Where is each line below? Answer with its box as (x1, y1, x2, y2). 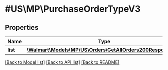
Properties (5, 23, 39, 32)
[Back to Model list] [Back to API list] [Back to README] (5, 59, 120, 65)
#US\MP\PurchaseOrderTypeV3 (5, 3, 141, 15)
